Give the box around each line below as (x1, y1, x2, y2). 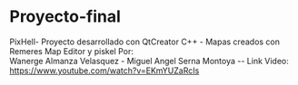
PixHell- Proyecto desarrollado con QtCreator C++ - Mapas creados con (9, 36, 280, 47)
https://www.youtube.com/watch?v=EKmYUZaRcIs (9, 65, 200, 76)
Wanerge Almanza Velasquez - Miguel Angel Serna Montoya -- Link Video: (9, 55, 289, 66)
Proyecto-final (9, 6, 121, 27)
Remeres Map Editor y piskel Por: (9, 45, 134, 56)
